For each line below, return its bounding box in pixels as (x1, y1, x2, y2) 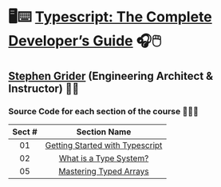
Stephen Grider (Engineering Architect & (8, 69, 214, 82)
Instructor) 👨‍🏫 (8, 82, 80, 95)
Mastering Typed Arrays (58, 165, 149, 177)
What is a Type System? (58, 153, 149, 164)
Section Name (76, 126, 132, 137)
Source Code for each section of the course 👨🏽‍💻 (8, 105, 199, 117)
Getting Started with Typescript (45, 139, 163, 150)
